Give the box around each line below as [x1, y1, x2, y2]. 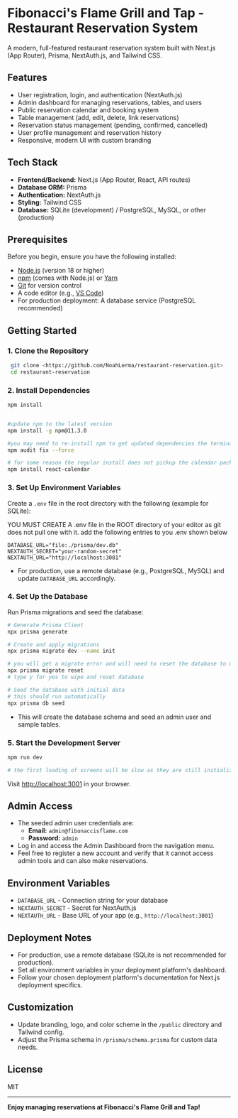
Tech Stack [7, 156, 58, 168]
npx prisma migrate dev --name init [7, 648, 115, 655]
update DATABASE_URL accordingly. [17, 574, 116, 582]
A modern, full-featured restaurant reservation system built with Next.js [7, 43, 216, 52]
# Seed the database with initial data [7, 686, 125, 693]
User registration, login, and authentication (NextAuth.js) [17, 90, 183, 99]
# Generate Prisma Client [7, 622, 84, 629]
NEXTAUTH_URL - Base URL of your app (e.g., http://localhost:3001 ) [17, 911, 214, 920]
